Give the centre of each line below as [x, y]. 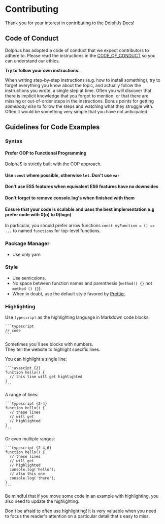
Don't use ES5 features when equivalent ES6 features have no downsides [82, 187]
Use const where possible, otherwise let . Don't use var [62, 175]
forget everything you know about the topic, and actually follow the [73, 85]
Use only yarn [26, 254]
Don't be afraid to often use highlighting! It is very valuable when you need [81, 511]
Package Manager [27, 243]
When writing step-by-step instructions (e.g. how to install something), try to [83, 80]
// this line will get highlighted [46, 377]
